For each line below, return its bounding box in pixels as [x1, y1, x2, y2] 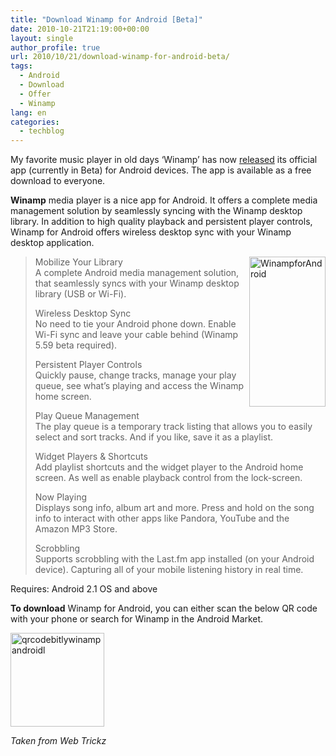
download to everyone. [10, 175, 106, 187]
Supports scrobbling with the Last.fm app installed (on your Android [34, 553, 315, 565]
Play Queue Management [34, 410, 140, 422]
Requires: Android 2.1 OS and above [10, 583, 158, 595]
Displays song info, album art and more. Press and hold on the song [34, 502, 315, 514]
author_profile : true [10, 42, 101, 53]
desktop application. [10, 237, 95, 249]
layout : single [10, 33, 74, 43]
